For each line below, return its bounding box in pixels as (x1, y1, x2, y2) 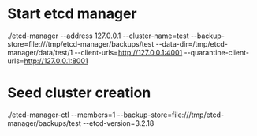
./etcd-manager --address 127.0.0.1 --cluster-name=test (7, 31, 189, 40)
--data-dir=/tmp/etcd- (155, 39, 228, 48)
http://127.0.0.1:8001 (24, 56, 88, 66)
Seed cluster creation (7, 84, 151, 102)
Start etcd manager (7, 5, 137, 23)
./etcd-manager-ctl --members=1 (7, 110, 116, 119)
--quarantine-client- (184, 47, 250, 57)
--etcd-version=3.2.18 (82, 118, 155, 127)
